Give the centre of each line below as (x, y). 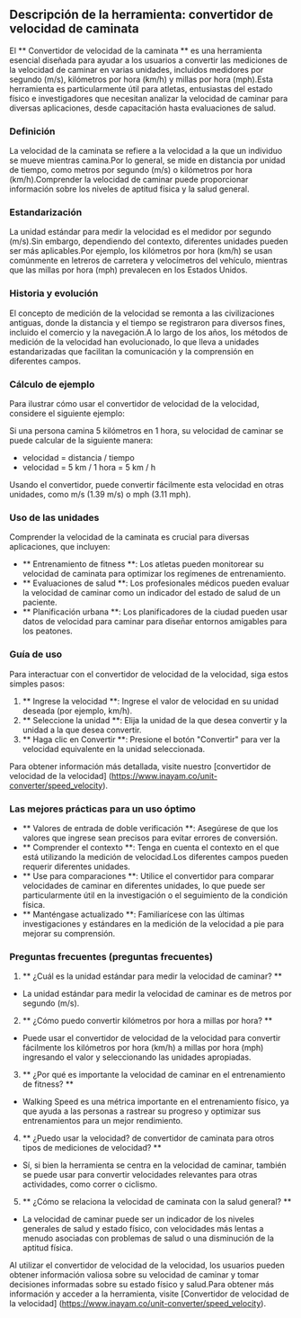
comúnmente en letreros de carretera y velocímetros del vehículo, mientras (149, 261)
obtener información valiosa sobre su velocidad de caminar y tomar (134, 1275)
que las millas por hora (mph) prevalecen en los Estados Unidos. (128, 270)
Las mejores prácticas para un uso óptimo (102, 809)
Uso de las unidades (54, 517)
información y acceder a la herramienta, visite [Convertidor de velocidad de (149, 1294)
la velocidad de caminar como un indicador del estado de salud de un (151, 593)
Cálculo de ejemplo (52, 384)
